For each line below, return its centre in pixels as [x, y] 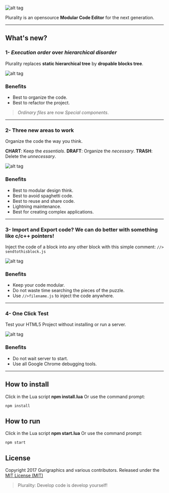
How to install [27, 384]
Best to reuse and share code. [44, 201]
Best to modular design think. [43, 190]
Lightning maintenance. [37, 206]
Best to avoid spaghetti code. [43, 196]
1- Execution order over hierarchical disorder [61, 52]
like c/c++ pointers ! [30, 236]
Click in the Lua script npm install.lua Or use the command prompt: [75, 397]
